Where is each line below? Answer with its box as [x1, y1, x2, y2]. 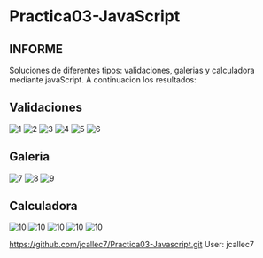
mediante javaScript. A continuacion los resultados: [9, 74, 197, 85]
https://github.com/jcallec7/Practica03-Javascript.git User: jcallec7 [9, 239, 255, 250]
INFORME [9, 42, 64, 57]
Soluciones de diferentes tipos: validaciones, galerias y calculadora [9, 65, 255, 75]
